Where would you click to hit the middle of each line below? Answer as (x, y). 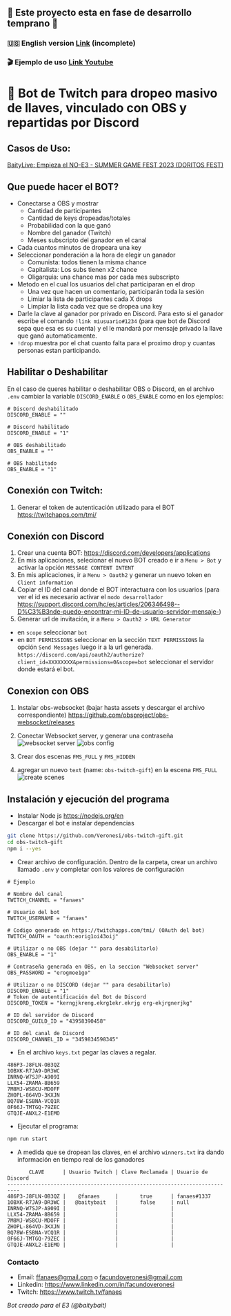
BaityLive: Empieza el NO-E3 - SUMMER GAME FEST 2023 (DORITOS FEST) (115, 165)
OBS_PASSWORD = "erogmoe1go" (49, 973)
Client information (45, 583)
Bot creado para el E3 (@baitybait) (57, 1305)
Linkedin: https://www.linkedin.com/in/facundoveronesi (96, 1284)
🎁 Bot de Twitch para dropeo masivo (112, 93)
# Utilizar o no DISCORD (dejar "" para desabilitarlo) (89, 985)
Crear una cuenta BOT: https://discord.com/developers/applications (113, 553)
